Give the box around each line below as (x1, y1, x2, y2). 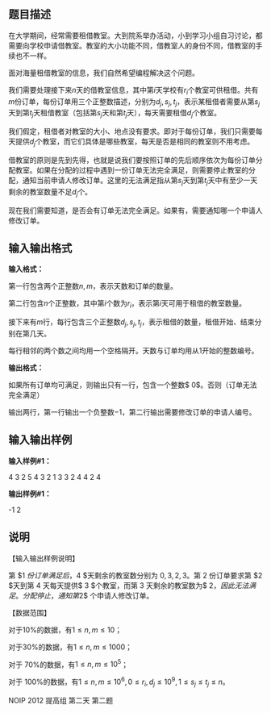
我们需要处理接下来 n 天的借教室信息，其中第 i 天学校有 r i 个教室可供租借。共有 (8, 85, 259, 97)
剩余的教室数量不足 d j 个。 (8, 186, 93, 198)
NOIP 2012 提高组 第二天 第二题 (8, 695, 114, 705)
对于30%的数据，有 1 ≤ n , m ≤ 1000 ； (8, 642, 133, 652)
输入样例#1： (8, 456, 52, 465)
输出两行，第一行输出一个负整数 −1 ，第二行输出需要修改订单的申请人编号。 (8, 407, 256, 417)
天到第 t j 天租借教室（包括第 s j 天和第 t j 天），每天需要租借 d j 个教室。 (8, 108, 222, 119)
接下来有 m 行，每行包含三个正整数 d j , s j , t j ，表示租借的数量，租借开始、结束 (8, 317, 256, 328)
